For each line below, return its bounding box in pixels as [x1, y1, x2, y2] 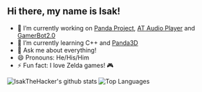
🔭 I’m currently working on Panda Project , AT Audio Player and [17, 24, 196, 32]
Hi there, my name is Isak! [7, 6, 121, 17]
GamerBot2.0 [17, 31, 56, 39]
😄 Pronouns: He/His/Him [17, 53, 90, 62]
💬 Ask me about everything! [17, 46, 97, 54]
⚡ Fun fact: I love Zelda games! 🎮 [17, 61, 114, 69]
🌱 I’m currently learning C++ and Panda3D [17, 38, 138, 47]
